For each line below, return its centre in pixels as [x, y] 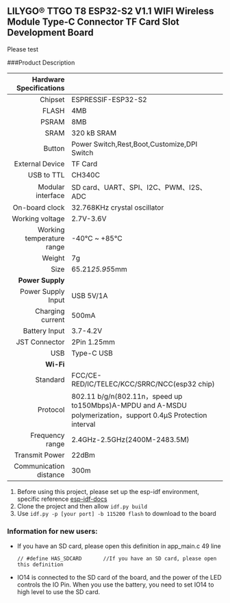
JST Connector [40, 342]
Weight [53, 258]
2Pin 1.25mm [93, 342]
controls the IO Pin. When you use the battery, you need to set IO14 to [115, 584]
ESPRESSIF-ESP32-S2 [109, 99]
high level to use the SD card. [59, 592]
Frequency [48, 435]
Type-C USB [92, 353]
